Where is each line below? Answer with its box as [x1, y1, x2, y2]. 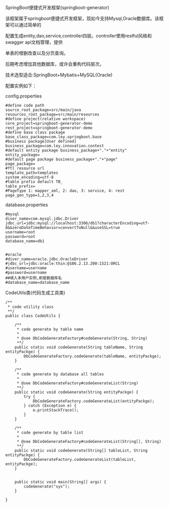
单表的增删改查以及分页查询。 [5, 50, 68, 56]
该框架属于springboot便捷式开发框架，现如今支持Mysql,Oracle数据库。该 [5, 15, 160, 22]
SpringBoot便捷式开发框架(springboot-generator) [5, 5, 110, 10]
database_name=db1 [5, 239, 45, 244]
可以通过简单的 [9, 22, 41, 28]
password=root [5, 234, 36, 239]
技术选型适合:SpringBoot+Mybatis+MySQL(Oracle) [5, 72, 113, 78]
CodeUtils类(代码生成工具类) [5, 289, 66, 296]
